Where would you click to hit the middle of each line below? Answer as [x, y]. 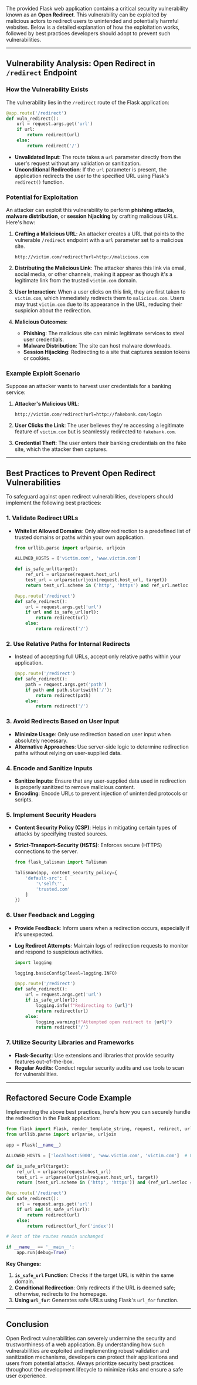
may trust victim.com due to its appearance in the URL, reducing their [98, 304]
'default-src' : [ [46, 878]
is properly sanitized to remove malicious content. [75, 787]
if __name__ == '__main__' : [40, 1247]
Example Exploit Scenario [43, 373]
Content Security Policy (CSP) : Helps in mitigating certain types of [96, 828]
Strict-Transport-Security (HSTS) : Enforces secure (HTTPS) [88, 845]
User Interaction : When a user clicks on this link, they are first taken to [100, 292]
